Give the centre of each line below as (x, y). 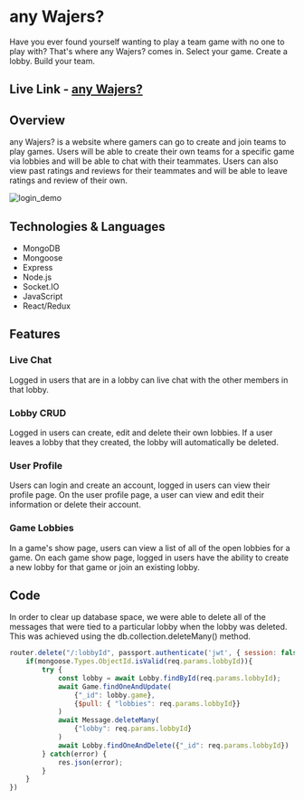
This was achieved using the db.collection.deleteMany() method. (130, 636)
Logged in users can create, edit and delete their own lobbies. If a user (141, 433)
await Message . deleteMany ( (109, 720)
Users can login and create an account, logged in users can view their (140, 485)
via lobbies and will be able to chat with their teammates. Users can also (144, 161)
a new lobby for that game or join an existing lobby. (105, 567)
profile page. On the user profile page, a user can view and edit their (137, 495)
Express (38, 267)
